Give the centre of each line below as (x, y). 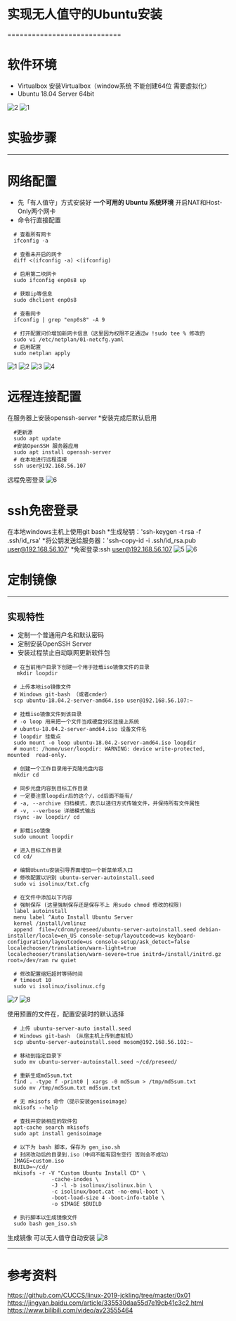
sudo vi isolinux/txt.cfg (52, 884)
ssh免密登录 (43, 510)
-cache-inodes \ (75, 1180)
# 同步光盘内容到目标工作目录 (51, 789)
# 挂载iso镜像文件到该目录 (48, 715)
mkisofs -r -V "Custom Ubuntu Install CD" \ (80, 1173)
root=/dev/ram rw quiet (42, 961)
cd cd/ (23, 857)
